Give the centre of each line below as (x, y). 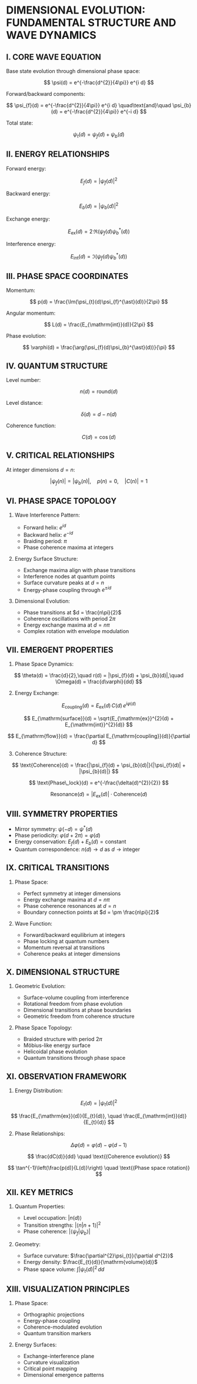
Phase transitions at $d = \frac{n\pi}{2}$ (72, 613)
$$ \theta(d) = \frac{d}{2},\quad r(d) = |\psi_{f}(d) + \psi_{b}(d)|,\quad (99, 676)
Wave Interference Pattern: (47, 515)
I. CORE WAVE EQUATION (54, 57)
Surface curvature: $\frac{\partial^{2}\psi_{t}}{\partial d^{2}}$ (98, 1255)
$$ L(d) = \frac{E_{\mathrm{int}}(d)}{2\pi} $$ (99, 325)
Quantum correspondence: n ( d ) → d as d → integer (77, 849)
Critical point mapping (50, 1369)
